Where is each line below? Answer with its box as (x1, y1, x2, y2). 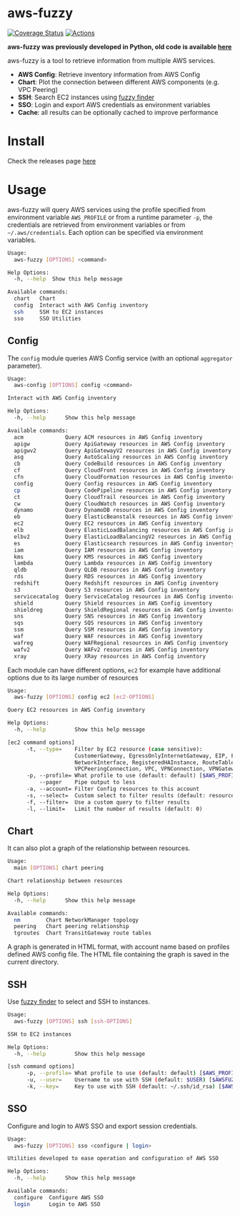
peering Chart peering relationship (14, 923, 130, 930)
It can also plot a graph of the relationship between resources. (7, 844, 191, 852)
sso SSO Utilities (14, 315, 81, 322)
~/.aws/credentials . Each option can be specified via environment (7, 228, 204, 236)
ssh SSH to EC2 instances (14, 308, 104, 316)
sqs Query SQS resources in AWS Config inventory (14, 620, 203, 627)
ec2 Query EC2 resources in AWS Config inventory (14, 520, 203, 528)
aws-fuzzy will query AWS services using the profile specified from (7, 205, 206, 213)
